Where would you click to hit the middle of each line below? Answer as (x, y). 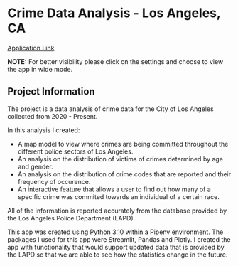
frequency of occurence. (54, 181)
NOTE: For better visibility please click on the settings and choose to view (115, 61)
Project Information (51, 91)
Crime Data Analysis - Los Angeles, (114, 13)
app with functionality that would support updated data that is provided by (116, 247)
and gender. (35, 166)
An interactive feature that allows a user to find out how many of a (114, 189)
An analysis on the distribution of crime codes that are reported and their (124, 174)
